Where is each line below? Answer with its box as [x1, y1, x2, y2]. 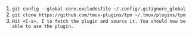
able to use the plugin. [11, 23, 74, 29]
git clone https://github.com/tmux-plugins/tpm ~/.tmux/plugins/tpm [11, 12, 186, 18]
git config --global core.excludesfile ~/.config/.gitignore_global [11, 6, 186, 12]
